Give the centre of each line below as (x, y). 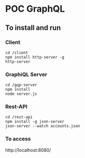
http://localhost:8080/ (28, 150)
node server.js (21, 94)
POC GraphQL (35, 9)
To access (18, 139)
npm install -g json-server (35, 122)
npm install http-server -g (35, 57)
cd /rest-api (19, 117)
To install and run (33, 28)
